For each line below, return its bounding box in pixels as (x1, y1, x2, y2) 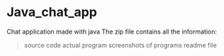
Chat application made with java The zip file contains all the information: (6, 27, 218, 36)
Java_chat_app (6, 4, 97, 20)
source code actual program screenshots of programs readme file (23, 41, 217, 49)
